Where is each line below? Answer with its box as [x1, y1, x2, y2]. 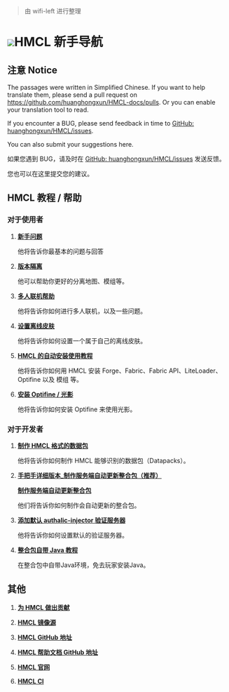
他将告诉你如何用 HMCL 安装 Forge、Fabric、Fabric [17, 366, 167, 375]
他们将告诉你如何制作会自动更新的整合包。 [17, 501, 141, 510]
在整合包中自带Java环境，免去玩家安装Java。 [17, 561, 150, 569]
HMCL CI [17, 677, 44, 685]
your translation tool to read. [7, 105, 89, 114]
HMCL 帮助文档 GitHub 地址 [17, 648, 98, 656]
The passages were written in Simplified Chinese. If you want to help [7, 84, 205, 91]
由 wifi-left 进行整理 [24, 7, 82, 15]
